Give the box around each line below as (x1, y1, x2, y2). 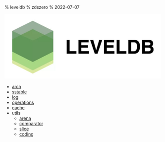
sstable (11, 89, 27, 95)
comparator (19, 120, 44, 126)
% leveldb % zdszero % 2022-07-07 (4, 4, 80, 10)
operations (11, 99, 34, 105)
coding (19, 131, 34, 137)
